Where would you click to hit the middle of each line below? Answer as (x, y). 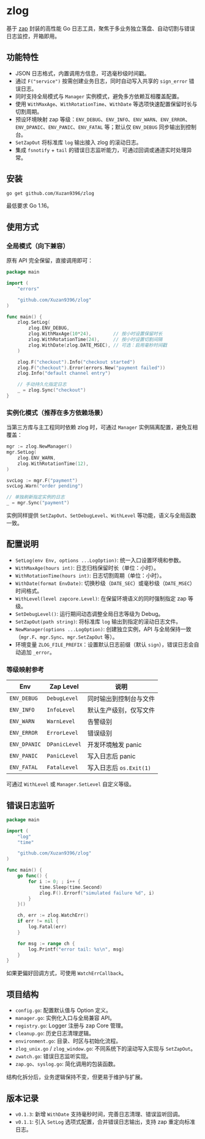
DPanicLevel (64, 745)
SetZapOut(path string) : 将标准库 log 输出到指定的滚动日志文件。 (98, 621)
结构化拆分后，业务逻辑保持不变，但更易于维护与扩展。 (76, 1077)
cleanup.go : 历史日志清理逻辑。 (55, 1034)
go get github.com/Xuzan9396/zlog (50, 193)
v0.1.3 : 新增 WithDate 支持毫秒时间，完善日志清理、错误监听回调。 (99, 1114)
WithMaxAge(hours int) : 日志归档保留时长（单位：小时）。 (87, 567)
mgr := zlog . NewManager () (39, 447)
